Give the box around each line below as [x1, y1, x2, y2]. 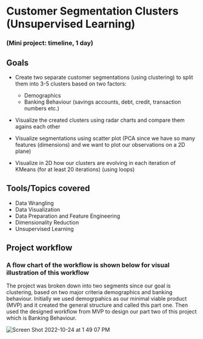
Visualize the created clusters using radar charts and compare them [15, 116, 185, 124]
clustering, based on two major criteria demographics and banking [6, 289, 173, 296]
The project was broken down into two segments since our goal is [6, 282, 171, 289]
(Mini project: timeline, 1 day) [6, 39, 94, 47]
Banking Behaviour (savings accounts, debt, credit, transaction [24, 98, 181, 106]
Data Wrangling [15, 199, 55, 207]
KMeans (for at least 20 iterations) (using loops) [15, 166, 135, 173]
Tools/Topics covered [6, 183, 90, 193]
